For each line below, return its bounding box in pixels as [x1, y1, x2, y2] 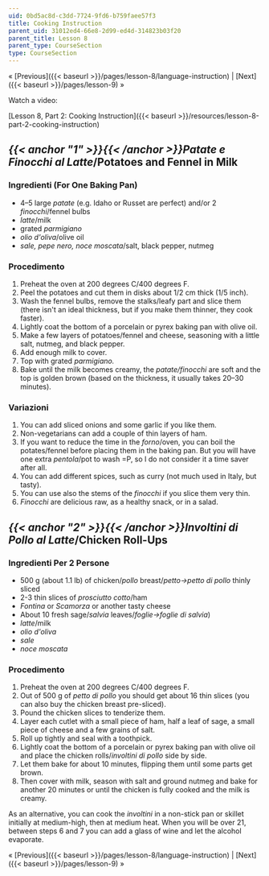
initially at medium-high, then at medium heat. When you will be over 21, [8, 818, 247, 828]
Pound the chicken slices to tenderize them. [19, 708, 166, 717]
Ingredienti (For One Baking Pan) [8, 180, 138, 191]
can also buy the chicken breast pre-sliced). [19, 700, 166, 709]
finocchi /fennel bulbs [19, 206, 91, 216]
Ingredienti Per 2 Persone [8, 557, 110, 568]
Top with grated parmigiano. [19, 356, 115, 366]
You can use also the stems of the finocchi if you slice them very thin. [19, 489, 251, 498]
